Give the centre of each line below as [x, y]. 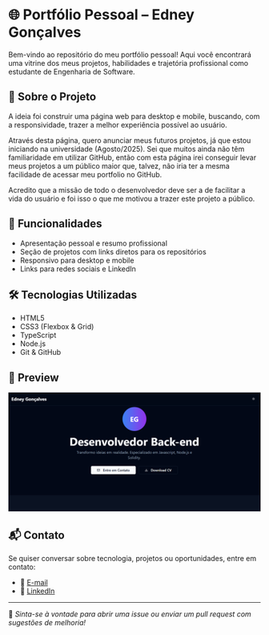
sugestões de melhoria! [47, 623]
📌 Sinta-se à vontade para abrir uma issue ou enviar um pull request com [130, 614]
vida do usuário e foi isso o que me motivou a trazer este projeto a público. [132, 198]
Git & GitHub [40, 352]
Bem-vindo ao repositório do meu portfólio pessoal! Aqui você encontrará [130, 55]
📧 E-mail [34, 583]
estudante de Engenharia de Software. [72, 71]
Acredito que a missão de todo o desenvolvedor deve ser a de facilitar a [127, 189]
